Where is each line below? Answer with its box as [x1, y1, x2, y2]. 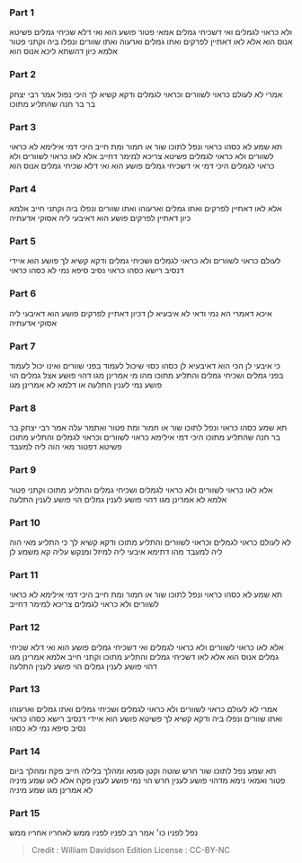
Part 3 [9, 120, 37, 133]
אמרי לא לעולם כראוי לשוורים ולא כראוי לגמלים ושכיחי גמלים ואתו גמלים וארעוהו [9, 703, 278, 714]
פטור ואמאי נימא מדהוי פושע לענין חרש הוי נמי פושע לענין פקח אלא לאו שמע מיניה [9, 775, 286, 786]
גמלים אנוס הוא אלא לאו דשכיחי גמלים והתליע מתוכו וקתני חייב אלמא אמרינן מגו [9, 651, 280, 662]
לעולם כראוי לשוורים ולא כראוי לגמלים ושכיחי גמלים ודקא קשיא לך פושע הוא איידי [9, 255, 281, 266]
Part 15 [9, 807, 40, 820]
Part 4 [9, 182, 37, 195]
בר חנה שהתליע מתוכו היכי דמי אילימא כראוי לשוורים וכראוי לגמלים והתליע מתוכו [9, 431, 281, 442]
